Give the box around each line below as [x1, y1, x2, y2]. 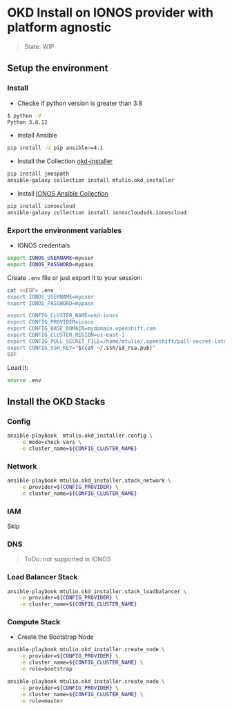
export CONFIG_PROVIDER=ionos [7, 319, 95, 326]
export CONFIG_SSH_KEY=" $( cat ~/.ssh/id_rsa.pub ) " [7, 344, 156, 351]
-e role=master [19, 697, 64, 704]
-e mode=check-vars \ [19, 438, 81, 445]
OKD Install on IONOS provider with [7, 5, 214, 21]
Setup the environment [7, 62, 108, 74]
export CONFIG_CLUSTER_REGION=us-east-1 [7, 332, 126, 339]
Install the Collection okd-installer [17, 157, 113, 165]
